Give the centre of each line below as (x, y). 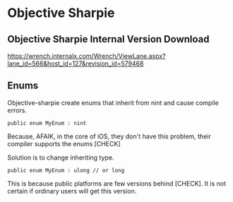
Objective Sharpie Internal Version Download (108, 39)
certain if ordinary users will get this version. (72, 191)
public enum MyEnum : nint (47, 123)
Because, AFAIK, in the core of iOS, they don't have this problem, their (109, 136)
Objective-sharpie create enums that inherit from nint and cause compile (113, 102)
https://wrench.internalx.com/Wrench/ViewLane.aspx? (86, 56)
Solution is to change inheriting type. (61, 158)
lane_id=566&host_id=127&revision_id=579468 (76, 64)
